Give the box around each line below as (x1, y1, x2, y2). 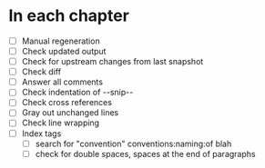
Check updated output (21, 46, 107, 56)
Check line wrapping (21, 117, 100, 128)
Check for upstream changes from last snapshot (21, 56, 204, 67)
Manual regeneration (21, 35, 101, 46)
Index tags (21, 128, 62, 139)
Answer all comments (21, 76, 104, 87)
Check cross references (21, 97, 113, 108)
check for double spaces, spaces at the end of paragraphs (35, 148, 256, 159)
